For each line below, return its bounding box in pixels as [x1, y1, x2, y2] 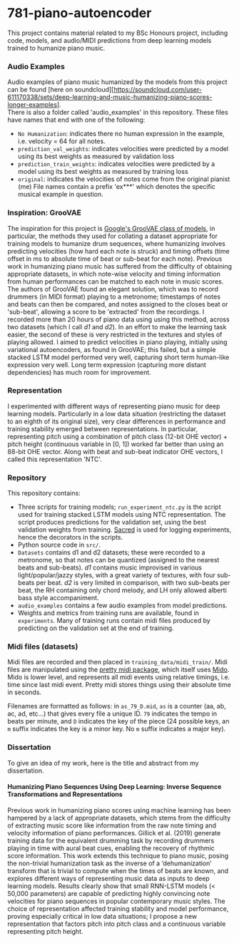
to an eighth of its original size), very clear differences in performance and [7, 417, 226, 426]
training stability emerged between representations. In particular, [7, 424, 198, 433]
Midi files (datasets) [7, 641, 78, 651]
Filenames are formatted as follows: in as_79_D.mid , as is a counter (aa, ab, [7, 702, 226, 711]
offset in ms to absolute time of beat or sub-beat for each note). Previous [7, 254, 223, 263]
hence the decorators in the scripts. [17, 533, 123, 542]
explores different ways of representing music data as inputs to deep [7, 874, 210, 882]
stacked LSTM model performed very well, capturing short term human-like [7, 353, 230, 361]
